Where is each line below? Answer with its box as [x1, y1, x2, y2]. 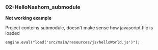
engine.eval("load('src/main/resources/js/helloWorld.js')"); [5, 40, 140, 45]
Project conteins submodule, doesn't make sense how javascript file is [5, 25, 153, 31]
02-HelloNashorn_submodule [5, 4, 81, 11]
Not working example [5, 15, 52, 21]
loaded [5, 30, 20, 36]
